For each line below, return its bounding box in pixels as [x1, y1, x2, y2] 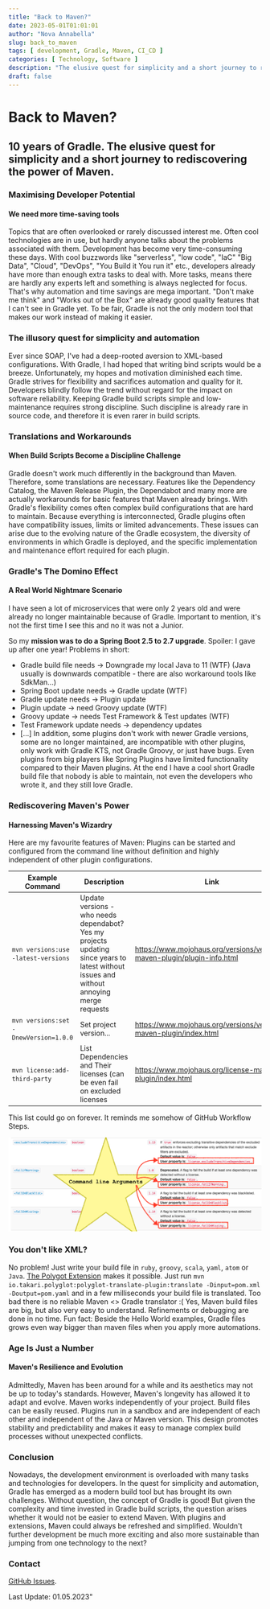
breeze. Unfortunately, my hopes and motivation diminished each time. [8, 368, 243, 377]
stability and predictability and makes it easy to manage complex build [8, 1422, 241, 1432]
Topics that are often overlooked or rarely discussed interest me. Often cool [8, 227, 259, 237]
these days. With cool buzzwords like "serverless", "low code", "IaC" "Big [8, 253, 252, 262]
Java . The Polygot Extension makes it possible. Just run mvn [8, 1271, 205, 1281]
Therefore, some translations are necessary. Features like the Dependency [8, 477, 256, 487]
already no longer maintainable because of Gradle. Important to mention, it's [8, 612, 261, 621]
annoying [80, 986, 111, 997]
